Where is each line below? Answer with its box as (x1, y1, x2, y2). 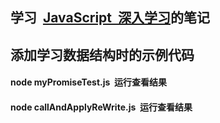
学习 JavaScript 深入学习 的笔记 (10, 9, 210, 27)
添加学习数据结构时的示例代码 (10, 46, 195, 63)
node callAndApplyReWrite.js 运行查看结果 (10, 101, 193, 113)
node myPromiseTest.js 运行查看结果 (10, 76, 167, 88)
